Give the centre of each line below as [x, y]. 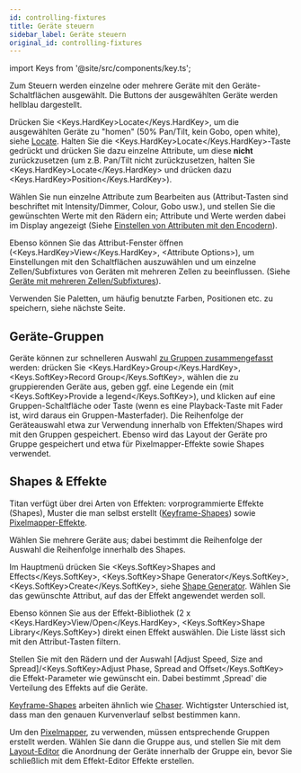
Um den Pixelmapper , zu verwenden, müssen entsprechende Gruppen [139, 732]
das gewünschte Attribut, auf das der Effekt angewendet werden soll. [137, 595]
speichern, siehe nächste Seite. [67, 308]
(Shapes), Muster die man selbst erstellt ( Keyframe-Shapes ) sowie [133, 512]
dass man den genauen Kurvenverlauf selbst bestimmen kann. [125, 715]
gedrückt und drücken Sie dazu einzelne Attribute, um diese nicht [131, 151]
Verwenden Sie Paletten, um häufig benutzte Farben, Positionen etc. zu [142, 298]
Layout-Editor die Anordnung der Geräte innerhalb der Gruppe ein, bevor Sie [151, 751]
